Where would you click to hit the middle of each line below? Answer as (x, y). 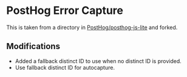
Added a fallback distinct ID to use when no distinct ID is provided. (98, 61)
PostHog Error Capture (65, 11)
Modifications (33, 46)
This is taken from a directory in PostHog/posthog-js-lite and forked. (92, 27)
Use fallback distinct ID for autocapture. (65, 67)
